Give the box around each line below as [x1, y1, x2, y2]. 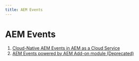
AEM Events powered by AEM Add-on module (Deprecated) [12, 50, 134, 56]
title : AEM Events [5, 7, 43, 12]
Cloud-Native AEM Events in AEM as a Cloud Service [12, 45, 120, 51]
